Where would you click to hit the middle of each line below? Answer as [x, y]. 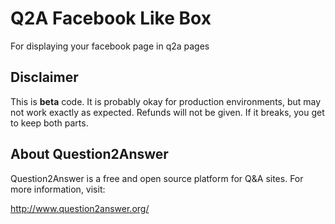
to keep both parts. [49, 123]
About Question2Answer [89, 154]
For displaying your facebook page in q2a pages [110, 46]
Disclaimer [44, 77]
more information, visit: [58, 189]
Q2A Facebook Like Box [111, 18]
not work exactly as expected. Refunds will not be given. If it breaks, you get [167, 112]
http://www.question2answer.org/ [80, 208]
